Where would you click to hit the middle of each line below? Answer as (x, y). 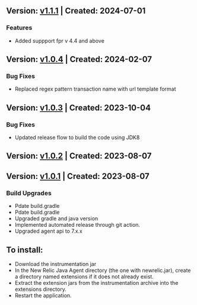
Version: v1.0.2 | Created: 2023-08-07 (79, 156)
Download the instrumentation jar (55, 264)
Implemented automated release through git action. (77, 225)
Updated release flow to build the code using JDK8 (77, 137)
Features (19, 28)
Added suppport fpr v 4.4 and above (60, 41)
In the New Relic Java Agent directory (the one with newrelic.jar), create (103, 270)
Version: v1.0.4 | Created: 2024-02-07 (79, 60)
